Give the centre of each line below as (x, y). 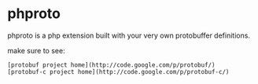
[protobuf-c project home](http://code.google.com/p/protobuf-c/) (118, 71)
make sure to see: (36, 50)
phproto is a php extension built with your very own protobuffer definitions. (129, 35)
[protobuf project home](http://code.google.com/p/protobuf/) (111, 65)
